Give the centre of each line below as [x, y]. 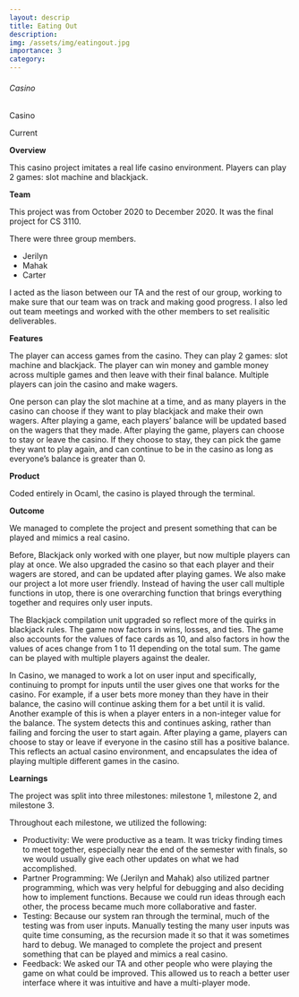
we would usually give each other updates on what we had [130, 859]
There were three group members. [73, 239]
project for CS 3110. [46, 221]
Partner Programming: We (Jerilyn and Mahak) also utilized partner [146, 878]
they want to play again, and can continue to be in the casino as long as [141, 450]
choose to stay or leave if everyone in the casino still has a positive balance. [149, 742]
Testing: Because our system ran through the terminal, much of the [146, 916]
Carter [34, 275]
